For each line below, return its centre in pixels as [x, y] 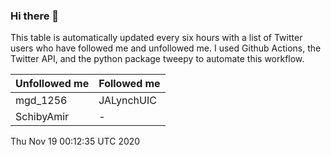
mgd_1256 [41, 101]
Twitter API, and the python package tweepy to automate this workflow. [157, 59]
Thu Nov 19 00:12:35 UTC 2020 [75, 141]
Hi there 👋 [35, 16]
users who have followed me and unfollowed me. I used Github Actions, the [166, 48]
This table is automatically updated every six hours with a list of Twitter [156, 38]
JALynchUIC [127, 101]
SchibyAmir [42, 117]
